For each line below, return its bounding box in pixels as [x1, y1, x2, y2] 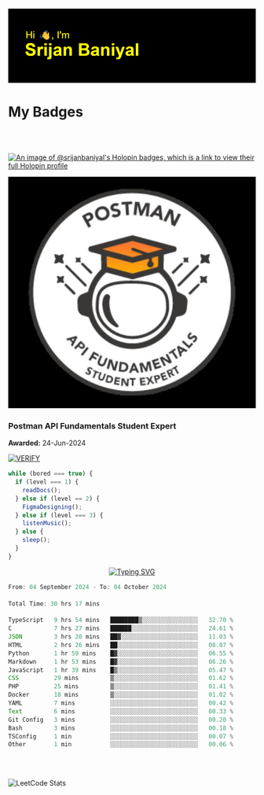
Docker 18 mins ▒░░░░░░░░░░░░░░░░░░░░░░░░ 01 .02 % [8, 691, 234, 699]
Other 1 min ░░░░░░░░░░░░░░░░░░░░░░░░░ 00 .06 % [8, 741, 234, 749]
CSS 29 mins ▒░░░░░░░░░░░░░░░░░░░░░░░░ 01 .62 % [8, 674, 234, 683]
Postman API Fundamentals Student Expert [8, 420, 177, 431]
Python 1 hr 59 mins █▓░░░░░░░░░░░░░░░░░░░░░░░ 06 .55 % [8, 650, 234, 657]
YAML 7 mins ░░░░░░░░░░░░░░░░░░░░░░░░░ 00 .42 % [8, 699, 234, 708]
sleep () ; [22, 536, 51, 544]
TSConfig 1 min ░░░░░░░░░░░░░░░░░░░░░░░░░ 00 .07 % [8, 732, 234, 740]
